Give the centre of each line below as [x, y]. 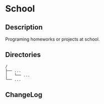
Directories [23, 55]
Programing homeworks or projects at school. [53, 39]
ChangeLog [24, 95]
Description [24, 27]
